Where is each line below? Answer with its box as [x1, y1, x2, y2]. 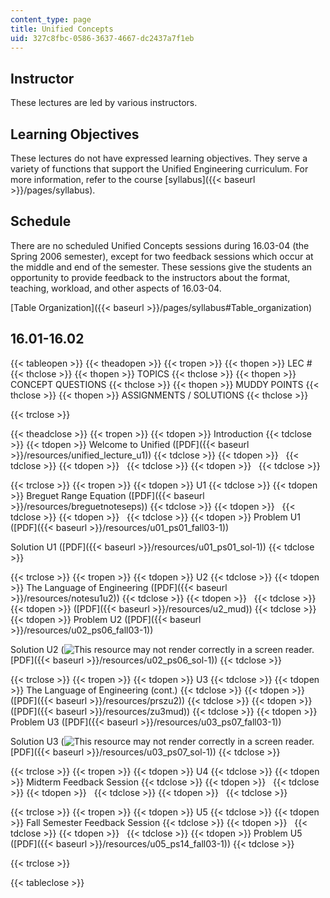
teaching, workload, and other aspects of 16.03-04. [10, 282, 222, 294]
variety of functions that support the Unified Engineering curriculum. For [10, 163, 309, 175]
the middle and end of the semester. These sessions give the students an [10, 261, 313, 273]
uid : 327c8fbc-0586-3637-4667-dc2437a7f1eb [10, 33, 195, 43]
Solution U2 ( [10, 643, 65, 655]
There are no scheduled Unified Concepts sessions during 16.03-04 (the [10, 239, 310, 251]
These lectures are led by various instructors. [10, 97, 198, 109]
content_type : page [10, 14, 92, 25]
